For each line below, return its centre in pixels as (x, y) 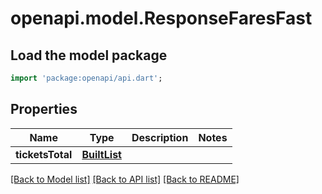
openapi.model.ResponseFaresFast (161, 18)
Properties (44, 109)
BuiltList (101, 154)
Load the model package (89, 55)
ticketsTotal (44, 154)
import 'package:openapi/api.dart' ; (86, 78)
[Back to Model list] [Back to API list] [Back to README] (125, 179)
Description (160, 137)
